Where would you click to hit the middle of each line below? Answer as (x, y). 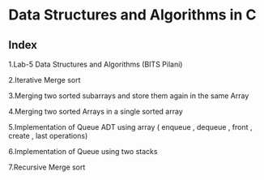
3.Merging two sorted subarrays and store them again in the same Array (129, 96)
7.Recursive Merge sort (47, 167)
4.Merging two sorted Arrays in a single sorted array (96, 111)
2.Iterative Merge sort (45, 80)
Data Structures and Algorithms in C (132, 15)
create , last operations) (48, 136)
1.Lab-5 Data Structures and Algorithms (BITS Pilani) (96, 64)
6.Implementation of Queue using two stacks (83, 151)
